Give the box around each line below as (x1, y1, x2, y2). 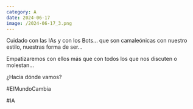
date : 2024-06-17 (6, 15, 51, 21)
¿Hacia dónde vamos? (6, 74, 62, 81)
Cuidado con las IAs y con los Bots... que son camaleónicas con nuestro (6, 37, 188, 44)
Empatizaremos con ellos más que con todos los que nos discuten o (6, 55, 178, 63)
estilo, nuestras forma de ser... (6, 43, 83, 51)
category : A (6, 9, 37, 15)
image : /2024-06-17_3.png (6, 20, 72, 26)
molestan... (6, 62, 35, 69)
